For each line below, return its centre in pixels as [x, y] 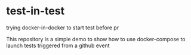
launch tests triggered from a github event [58, 45]
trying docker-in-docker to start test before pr [63, 27]
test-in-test [35, 11]
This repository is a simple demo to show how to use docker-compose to [96, 39]
